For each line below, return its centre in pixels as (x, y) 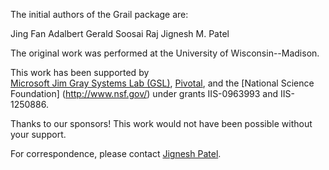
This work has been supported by (80, 72)
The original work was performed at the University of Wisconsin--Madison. (165, 53)
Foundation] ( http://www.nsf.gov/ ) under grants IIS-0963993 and (144, 93)
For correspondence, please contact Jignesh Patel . (116, 153)
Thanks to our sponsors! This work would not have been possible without (161, 123)
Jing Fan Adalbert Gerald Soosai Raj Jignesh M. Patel (120, 33)
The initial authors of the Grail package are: (99, 14)
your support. (38, 134)
